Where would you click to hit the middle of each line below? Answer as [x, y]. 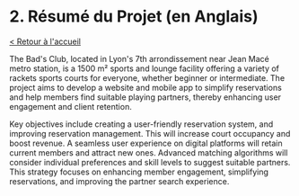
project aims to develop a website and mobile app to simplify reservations [146, 87]
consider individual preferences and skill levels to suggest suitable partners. [150, 162]
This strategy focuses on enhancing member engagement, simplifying [139, 172]
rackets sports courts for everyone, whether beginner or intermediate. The [147, 77]
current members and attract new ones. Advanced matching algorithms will [149, 152]
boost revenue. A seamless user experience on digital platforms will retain [146, 143]
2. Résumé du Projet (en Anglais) [134, 17]
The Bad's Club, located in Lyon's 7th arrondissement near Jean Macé [139, 58]
